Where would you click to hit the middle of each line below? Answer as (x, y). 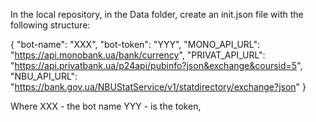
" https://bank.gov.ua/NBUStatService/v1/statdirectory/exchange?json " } (158, 87)
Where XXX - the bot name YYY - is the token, (106, 106)
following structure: (50, 25)
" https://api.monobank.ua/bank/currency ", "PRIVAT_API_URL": (138, 55)
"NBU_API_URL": (44, 76)
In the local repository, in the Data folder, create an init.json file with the (157, 14)
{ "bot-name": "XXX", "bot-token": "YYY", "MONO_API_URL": (135, 44)
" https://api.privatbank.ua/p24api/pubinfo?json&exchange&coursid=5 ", (156, 65)
